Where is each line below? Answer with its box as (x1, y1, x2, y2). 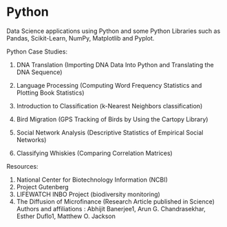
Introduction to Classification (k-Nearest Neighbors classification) (16, 101, 203, 110)
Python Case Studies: (6, 47, 68, 56)
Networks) (16, 135, 47, 144)
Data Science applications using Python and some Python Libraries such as (6, 27, 221, 35)
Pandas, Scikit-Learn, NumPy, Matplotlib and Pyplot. (6, 34, 155, 42)
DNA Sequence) (16, 68, 63, 76)
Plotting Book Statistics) (16, 88, 85, 97)
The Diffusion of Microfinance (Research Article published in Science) (16, 197, 215, 206)
